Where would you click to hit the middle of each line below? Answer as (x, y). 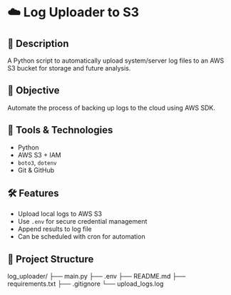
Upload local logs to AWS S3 (60, 214)
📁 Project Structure (51, 259)
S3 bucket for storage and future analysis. (69, 68)
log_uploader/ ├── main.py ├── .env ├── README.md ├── (97, 276)
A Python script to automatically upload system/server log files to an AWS (116, 61)
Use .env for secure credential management (82, 222)
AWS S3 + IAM (40, 155)
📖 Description (38, 43)
